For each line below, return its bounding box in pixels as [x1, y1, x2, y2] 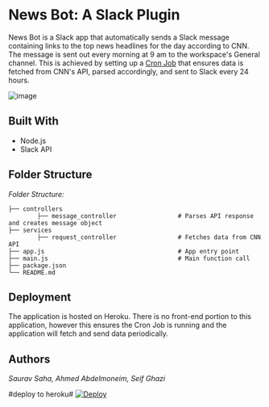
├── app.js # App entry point [8, 247, 240, 255]
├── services [8, 226, 52, 234]
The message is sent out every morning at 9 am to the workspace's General [8, 49, 260, 59]
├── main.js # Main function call [8, 254, 250, 262]
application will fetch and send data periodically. [8, 329, 169, 338]
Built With [8, 115, 59, 128]
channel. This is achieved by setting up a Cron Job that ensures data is [8, 58, 244, 68]
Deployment [8, 290, 72, 304]
